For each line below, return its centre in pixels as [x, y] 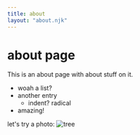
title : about [26, 14]
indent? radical [50, 103]
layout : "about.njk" [38, 20]
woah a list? [35, 88]
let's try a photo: [31, 124]
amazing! [31, 110]
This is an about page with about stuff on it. [70, 75]
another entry [37, 96]
